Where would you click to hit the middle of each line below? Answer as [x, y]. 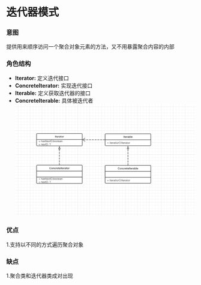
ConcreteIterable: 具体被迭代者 [54, 100]
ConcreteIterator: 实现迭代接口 [54, 85]
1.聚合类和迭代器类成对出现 [40, 276]
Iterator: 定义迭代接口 [42, 78]
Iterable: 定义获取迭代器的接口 [53, 93]
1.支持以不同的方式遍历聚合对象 [45, 244]
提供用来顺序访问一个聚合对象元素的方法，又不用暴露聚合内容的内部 [90, 47]
